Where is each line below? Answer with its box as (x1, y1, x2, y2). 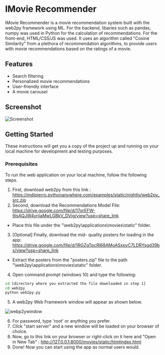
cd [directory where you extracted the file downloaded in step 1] (5, 281, 146, 286)
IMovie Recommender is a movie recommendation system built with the (5, 20, 150, 26)
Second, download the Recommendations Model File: (12, 202, 120, 208)
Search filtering (12, 73, 44, 79)
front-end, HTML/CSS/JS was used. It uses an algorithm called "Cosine (5, 35, 150, 41)
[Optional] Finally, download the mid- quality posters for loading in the (12, 232, 154, 238)
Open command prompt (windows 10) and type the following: (12, 272, 137, 277)
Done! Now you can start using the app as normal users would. (12, 344, 140, 350)
